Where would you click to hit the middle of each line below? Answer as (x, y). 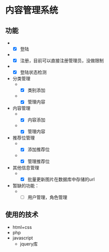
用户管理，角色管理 (47, 197)
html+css (22, 227)
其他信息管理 (26, 167)
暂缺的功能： (26, 185)
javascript (23, 238)
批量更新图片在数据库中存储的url (61, 179)
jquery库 (29, 244)
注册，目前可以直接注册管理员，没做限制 (62, 60)
